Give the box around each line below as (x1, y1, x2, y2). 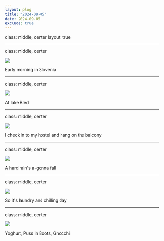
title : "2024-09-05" (5, 12, 47, 17)
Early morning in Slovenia (5, 67, 57, 73)
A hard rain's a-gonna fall (5, 165, 56, 171)
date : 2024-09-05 (5, 16, 41, 21)
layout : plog (5, 7, 32, 12)
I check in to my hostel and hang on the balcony (5, 132, 102, 138)
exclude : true (5, 21, 34, 26)
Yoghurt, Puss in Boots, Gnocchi (5, 230, 70, 236)
